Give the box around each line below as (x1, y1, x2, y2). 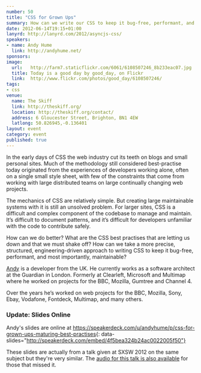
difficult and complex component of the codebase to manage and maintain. (6, 209, 193, 216)
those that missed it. (6, 361, 57, 369)
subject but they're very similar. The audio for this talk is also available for (6, 355, 188, 362)
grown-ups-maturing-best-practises (6, 330, 97, 338)
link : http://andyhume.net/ (11, 48, 82, 54)
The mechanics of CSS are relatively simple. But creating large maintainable (6, 197, 194, 204)
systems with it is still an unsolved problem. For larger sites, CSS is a (6, 203, 176, 210)
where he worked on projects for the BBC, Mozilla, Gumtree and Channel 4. (6, 277, 193, 285)
